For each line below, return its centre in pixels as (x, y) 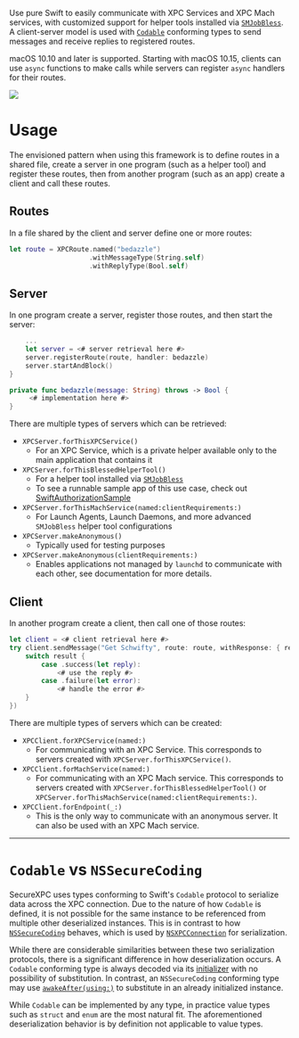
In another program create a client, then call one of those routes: (128, 623)
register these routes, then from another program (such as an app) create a (147, 174)
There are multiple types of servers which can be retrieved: (118, 424)
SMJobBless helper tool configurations (104, 526)
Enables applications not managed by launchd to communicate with (159, 564)
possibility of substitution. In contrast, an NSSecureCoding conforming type (144, 978)
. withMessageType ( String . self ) (146, 258)
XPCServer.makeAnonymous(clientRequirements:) (110, 556)
